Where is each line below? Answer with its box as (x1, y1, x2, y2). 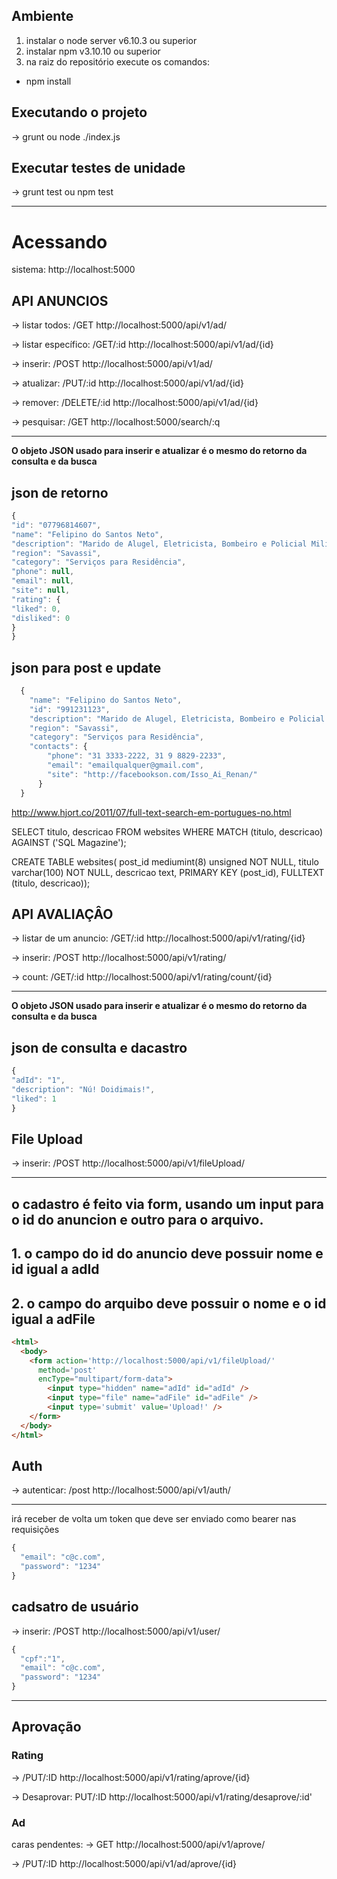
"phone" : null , (11, 567, 75, 577)
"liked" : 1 (11, 1094, 57, 1104)
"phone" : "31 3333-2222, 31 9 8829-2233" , (47, 751, 227, 761)
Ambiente (11, 8, 74, 25)
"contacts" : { (29, 742, 88, 752)
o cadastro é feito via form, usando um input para (11, 1195, 324, 1213)
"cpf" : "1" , (20, 1654, 66, 1664)
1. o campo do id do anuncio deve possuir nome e (11, 1245, 324, 1263)
